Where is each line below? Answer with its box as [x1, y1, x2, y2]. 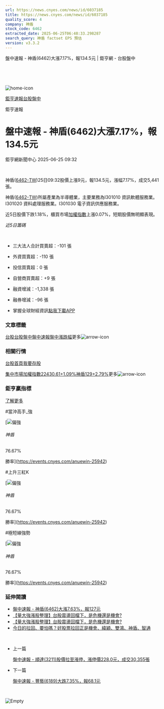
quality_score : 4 [5, 17, 42, 22]
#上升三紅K [5, 469, 29, 475]
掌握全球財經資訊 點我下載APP [12, 307, 75, 313]
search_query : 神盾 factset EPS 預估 [5, 36, 82, 41]
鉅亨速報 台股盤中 [5, 95, 41, 102]
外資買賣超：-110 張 [12, 253, 54, 260]
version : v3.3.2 [5, 41, 40, 46]
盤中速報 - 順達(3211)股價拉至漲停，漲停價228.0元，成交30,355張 [12, 656, 150, 663]
